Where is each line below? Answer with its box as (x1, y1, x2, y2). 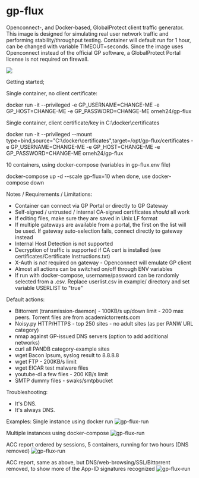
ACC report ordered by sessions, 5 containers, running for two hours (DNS (6, 440, 189, 448)
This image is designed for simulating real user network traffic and (6, 30, 169, 37)
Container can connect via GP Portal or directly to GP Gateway (14, 202, 168, 209)
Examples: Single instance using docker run (6, 418, 113, 425)
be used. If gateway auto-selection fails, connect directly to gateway (14, 227, 183, 235)
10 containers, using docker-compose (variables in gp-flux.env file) (6, 161, 171, 168)
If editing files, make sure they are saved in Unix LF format (14, 214, 158, 221)
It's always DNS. (14, 406, 55, 413)
